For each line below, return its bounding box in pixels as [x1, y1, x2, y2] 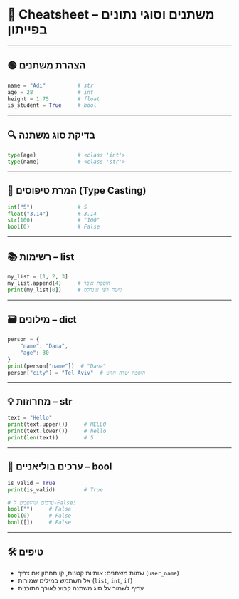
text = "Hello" [7, 415, 53, 422]
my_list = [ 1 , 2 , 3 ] [7, 273, 69, 280]
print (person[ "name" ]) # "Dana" [7, 363, 107, 370]
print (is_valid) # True [7, 486, 103, 494]
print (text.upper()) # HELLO [7, 421, 107, 428]
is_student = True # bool [7, 102, 97, 109]
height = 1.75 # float [7, 95, 100, 103]
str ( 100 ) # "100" [7, 217, 100, 224]
